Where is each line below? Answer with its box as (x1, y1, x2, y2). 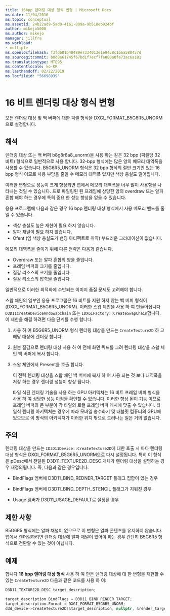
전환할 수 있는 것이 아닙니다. (18, 540, 74, 546)
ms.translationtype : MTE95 (5, 59, 62, 64)
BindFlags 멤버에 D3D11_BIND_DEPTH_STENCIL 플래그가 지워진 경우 (12, 486, 152, 492)
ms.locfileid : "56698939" (5, 74, 60, 79)
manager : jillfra (5, 36, 42, 41)
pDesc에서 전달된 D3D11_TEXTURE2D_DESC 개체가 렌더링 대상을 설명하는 (10, 458, 159, 464)
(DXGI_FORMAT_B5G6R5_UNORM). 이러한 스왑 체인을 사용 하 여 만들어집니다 (5, 303, 161, 310)
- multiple (5, 45, 28, 50)
